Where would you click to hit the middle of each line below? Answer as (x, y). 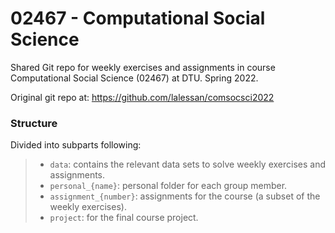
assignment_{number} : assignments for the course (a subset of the (185, 196)
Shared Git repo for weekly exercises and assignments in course (143, 67)
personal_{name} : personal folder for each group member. (168, 186)
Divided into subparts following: (76, 145)
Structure (34, 123)
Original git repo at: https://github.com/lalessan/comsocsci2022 (142, 97)
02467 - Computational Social (138, 18)
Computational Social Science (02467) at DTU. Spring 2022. (134, 78)
